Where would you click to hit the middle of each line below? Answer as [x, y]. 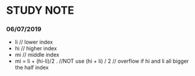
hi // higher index [36, 48]
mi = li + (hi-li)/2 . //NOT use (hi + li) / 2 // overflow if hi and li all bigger [102, 61]
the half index [32, 68]
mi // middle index [37, 55]
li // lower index [34, 42]
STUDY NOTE [40, 10]
